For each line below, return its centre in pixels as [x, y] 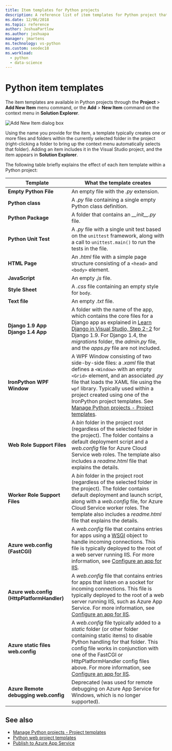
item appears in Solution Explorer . [42, 155]
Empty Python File [31, 191]
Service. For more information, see [113, 608]
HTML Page [22, 263]
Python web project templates [44, 738]
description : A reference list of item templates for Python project [81, 15]
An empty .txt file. [93, 301]
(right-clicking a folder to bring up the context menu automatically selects [83, 144]
